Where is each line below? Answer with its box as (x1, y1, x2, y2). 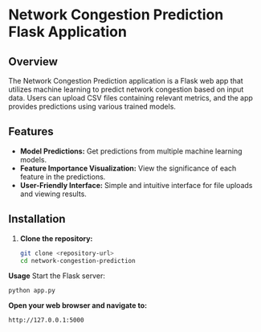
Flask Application (8, 23, 127, 41)
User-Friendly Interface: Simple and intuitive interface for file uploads (19, 180, 253, 190)
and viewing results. (19, 189, 87, 199)
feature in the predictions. (19, 171, 106, 182)
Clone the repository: (19, 233, 93, 243)
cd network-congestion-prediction (19, 256, 136, 264)
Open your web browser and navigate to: (8, 301, 147, 310)
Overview (8, 55, 59, 68)
